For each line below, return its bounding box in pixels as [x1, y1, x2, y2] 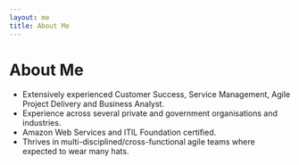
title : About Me [9, 21, 70, 30]
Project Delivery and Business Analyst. [21, 99, 165, 110]
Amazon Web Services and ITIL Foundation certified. [21, 127, 217, 138]
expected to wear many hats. [21, 146, 129, 157]
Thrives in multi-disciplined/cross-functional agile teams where [21, 136, 256, 147]
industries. [21, 118, 62, 128]
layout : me [9, 12, 50, 22]
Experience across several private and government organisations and [21, 108, 278, 119]
